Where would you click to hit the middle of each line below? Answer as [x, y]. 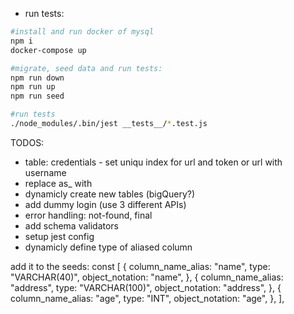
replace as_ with [58, 183]
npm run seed [37, 96]
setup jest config [59, 236]
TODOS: [27, 142]
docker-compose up [48, 50]
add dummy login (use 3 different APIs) [105, 204]
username [45, 172]
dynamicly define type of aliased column [108, 247]
